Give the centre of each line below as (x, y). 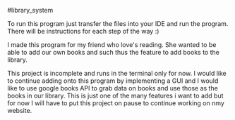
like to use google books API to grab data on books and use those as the (113, 88)
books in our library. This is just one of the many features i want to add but (115, 95)
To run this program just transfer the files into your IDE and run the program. (118, 24)
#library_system (30, 10)
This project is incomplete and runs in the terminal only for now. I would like (117, 73)
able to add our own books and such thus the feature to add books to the (114, 52)
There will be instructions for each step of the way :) (83, 31)
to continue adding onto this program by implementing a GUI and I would (113, 81)
